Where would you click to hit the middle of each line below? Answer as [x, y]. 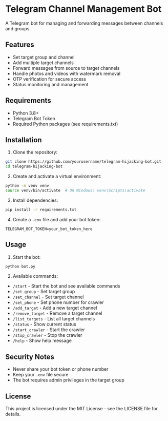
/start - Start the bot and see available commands [66, 286]
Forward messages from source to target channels [66, 68]
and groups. [18, 28]
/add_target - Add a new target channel [55, 308]
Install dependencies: [35, 200]
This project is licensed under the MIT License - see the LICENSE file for [81, 409]
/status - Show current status [44, 324]
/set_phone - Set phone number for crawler [58, 302]
